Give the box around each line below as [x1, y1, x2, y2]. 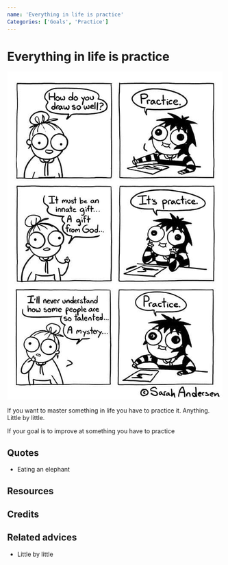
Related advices [7, 532, 77, 544]
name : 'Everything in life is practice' [7, 11, 125, 18]
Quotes [7, 447, 40, 459]
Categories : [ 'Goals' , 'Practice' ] [7, 18, 109, 25]
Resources [7, 485, 54, 497]
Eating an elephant [16, 465, 71, 474]
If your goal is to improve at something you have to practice [7, 427, 175, 435]
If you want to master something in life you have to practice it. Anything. [7, 406, 210, 415]
